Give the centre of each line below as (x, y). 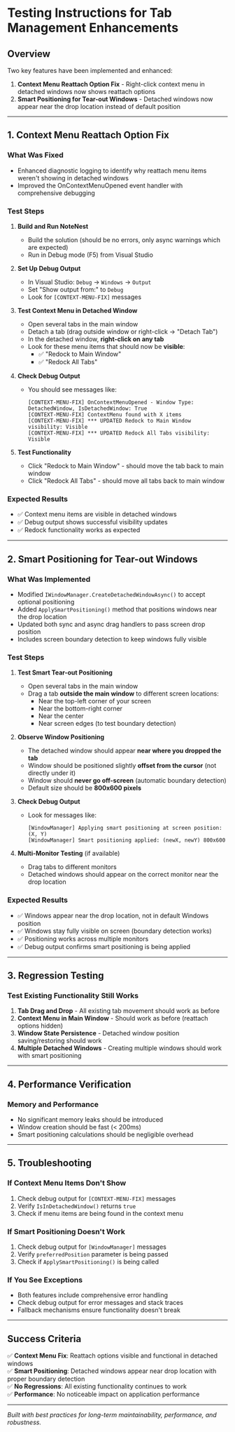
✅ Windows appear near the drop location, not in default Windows (113, 915)
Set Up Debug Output (49, 268)
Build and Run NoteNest (53, 226)
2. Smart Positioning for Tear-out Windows (102, 559)
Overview (29, 54)
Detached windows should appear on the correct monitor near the (123, 875)
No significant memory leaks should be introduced (90, 1119)
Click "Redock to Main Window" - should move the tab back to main (126, 465)
